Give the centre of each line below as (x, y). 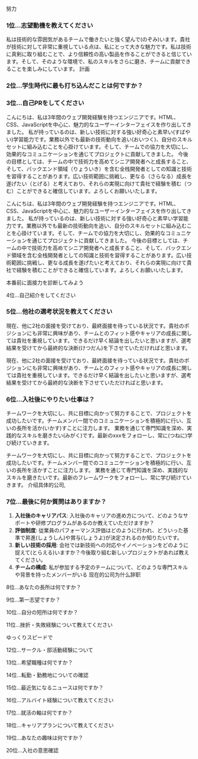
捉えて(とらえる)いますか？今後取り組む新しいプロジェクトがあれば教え (102, 553)
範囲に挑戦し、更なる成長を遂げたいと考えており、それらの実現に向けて (99, 262)
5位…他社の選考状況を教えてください (59, 312)
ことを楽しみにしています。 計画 (51, 69)
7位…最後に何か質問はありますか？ (56, 502)
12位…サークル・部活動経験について (50, 650)
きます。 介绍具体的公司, (36, 485)
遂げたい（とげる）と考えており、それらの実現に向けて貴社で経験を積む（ (97, 183)
